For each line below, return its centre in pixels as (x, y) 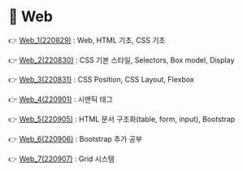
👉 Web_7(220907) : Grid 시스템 (62, 159)
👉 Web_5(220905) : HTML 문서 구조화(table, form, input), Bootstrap (122, 119)
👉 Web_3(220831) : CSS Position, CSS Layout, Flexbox (102, 79)
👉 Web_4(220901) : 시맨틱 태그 (61, 99)
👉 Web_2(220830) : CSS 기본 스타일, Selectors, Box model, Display (121, 59)
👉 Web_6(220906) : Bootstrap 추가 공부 (75, 138)
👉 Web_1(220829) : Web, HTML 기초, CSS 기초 (87, 40)
